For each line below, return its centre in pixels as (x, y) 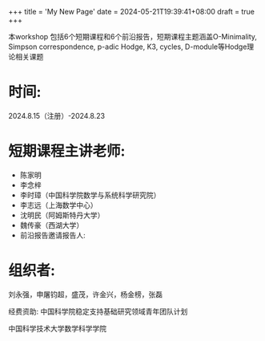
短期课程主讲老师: (67, 151)
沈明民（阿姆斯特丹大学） (62, 215)
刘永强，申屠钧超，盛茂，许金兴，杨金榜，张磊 (85, 294)
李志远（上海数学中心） (58, 205)
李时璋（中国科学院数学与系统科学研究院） (90, 195)
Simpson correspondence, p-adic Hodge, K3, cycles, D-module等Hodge (128, 47)
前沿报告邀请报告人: (52, 235)
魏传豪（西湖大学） (52, 225)
